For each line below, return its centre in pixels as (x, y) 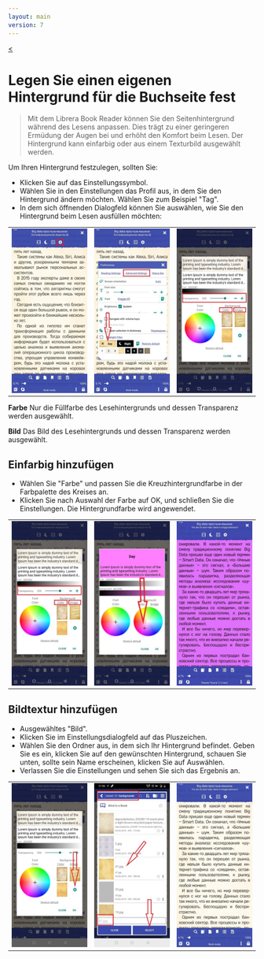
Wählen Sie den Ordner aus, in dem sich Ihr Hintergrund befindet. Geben (137, 745)
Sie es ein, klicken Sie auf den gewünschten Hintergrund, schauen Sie (133, 753)
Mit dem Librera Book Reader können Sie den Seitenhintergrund (130, 119)
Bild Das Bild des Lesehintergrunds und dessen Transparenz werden (119, 431)
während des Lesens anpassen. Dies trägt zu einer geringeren (128, 127)
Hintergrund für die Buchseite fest (122, 97)
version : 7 (26, 25)
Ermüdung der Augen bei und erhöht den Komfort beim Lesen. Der (135, 136)
